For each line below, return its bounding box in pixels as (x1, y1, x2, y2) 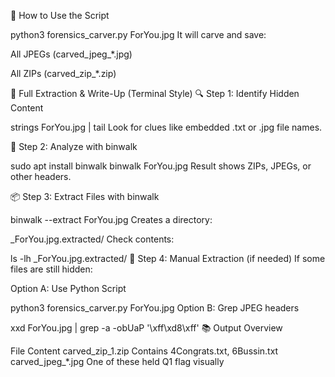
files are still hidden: (10, 263, 93, 275)
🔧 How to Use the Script (10, 10, 110, 21)
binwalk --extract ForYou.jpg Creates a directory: (10, 214, 213, 225)
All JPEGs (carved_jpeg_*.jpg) (10, 48, 133, 60)
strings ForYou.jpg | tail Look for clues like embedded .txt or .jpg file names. (10, 121, 323, 133)
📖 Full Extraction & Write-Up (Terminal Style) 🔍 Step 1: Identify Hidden (10, 88, 300, 99)
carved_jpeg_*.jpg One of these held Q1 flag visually (10, 356, 225, 367)
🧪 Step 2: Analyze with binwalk (10, 141, 138, 152)
